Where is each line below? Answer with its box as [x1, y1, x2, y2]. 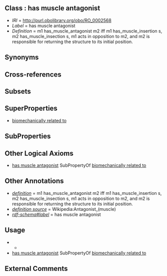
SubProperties [4, 132, 51, 141]
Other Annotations [4, 177, 64, 185]
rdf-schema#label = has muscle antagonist [11, 211, 101, 217]
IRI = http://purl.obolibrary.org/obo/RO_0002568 [11, 17, 112, 23]
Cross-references [4, 70, 62, 79]
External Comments [4, 264, 68, 273]
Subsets [4, 87, 31, 96]
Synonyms [4, 53, 39, 62]
